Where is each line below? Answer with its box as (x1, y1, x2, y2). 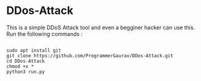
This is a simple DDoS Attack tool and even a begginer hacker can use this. (6, 24, 196, 31)
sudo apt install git (6, 47, 62, 54)
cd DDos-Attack (6, 58, 45, 64)
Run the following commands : (6, 30, 83, 37)
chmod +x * (6, 63, 34, 69)
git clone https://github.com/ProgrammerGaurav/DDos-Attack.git (6, 52, 174, 58)
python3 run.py (6, 68, 45, 75)
